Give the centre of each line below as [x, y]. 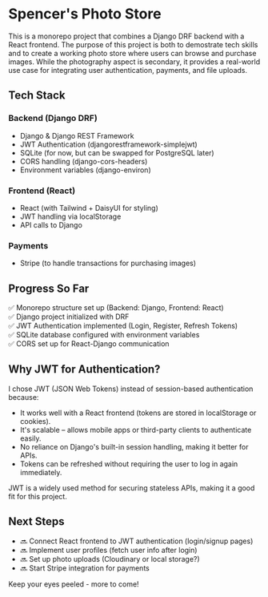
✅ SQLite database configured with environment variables [104, 335]
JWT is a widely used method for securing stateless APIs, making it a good [132, 488]
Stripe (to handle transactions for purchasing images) [108, 263]
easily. [30, 438]
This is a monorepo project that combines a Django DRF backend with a [126, 36]
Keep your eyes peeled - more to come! [74, 584]
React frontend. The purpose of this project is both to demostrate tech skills [133, 44]
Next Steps [36, 522]
